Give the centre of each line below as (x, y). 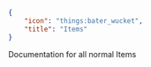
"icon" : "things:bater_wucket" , (83, 21)
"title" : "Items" (56, 29)
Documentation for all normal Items (72, 54)
